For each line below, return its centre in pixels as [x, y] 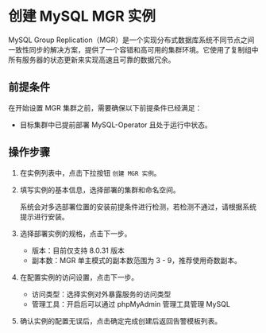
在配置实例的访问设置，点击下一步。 [79, 277]
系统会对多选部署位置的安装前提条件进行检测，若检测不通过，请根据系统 [138, 207]
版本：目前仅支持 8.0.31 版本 [78, 250]
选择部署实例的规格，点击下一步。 [75, 233]
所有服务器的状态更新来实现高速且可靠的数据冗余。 [92, 60]
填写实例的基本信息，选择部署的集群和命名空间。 [100, 190]
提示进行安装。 [44, 216]
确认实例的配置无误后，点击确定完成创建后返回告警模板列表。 [121, 321]
